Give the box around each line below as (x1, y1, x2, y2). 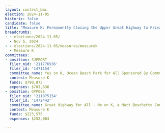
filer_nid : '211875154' (9, 93, 58, 98)
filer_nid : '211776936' (9, 62, 58, 66)
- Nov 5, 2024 (9, 39, 38, 44)
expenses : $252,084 (9, 116, 50, 121)
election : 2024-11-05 (5, 12, 50, 17)
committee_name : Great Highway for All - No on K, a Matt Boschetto (9, 103, 153, 108)
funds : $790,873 (9, 80, 43, 85)
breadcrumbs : (5, 30, 32, 35)
